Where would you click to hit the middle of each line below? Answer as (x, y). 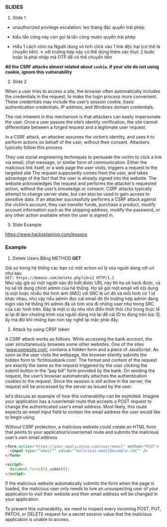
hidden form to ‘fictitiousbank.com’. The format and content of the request (81, 360)
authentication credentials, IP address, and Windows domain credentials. (80, 107)
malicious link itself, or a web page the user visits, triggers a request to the (81, 168)
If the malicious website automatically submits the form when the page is (80, 483)
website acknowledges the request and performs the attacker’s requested (81, 184)
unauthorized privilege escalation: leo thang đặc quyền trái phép (79, 27)
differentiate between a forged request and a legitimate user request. (76, 127)
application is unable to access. (38, 519)
